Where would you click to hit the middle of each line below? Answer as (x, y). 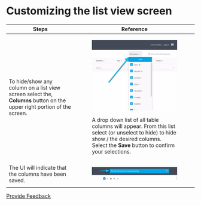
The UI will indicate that (38, 167)
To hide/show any (31, 81)
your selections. (112, 151)
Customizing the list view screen (89, 11)
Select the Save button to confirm (133, 145)
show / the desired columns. (127, 139)
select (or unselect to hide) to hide (134, 132)
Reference (135, 29)
